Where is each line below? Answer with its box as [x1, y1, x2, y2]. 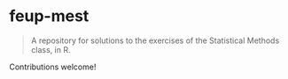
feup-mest [9, 6, 90, 26]
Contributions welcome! [9, 61, 97, 72]
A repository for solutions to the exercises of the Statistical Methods [30, 35, 280, 46]
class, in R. [30, 44, 71, 54]
